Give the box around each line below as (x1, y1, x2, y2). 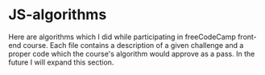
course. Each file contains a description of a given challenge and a (23, 40, 244, 49)
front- (237, 32, 258, 41)
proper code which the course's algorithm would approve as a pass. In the (8, 49, 255, 58)
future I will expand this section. (8, 57, 114, 67)
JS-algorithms (8, 6, 107, 24)
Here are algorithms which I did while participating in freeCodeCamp (8, 32, 236, 41)
